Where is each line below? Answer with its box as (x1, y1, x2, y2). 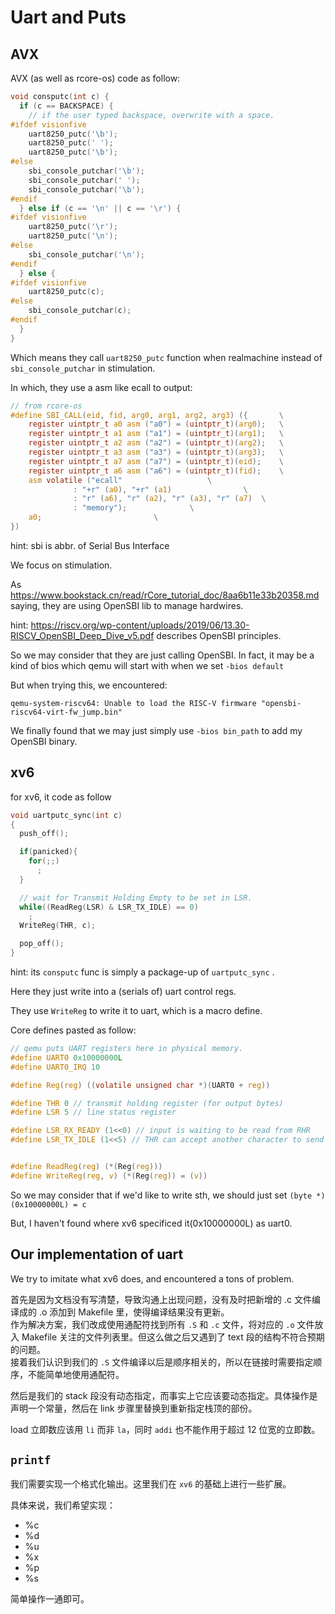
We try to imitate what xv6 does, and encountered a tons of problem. (10, 1272, 295, 1285)
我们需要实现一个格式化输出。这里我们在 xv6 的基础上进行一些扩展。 (10, 1478, 292, 1490)
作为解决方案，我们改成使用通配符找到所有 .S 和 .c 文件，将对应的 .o (10, 1318, 295, 1330)
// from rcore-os (10, 401, 83, 411)
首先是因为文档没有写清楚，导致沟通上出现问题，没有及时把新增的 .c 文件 (10, 1293, 312, 1305)
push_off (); (19, 829, 70, 839)
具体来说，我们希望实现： (10, 1499, 116, 1511)
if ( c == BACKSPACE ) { (19, 101, 114, 111)
